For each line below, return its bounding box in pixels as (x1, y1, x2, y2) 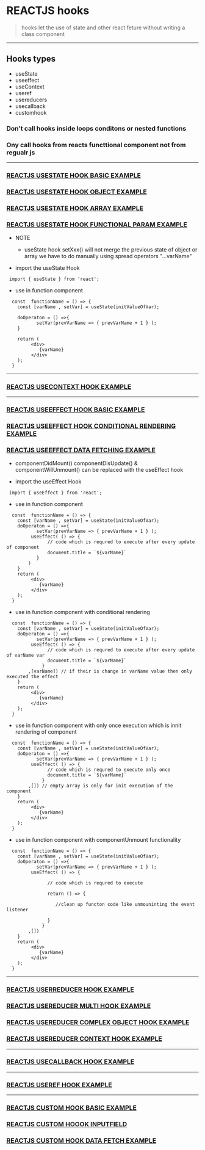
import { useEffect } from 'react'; (9, 490, 103, 496)
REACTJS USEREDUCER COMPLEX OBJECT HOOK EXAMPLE (6, 1018, 190, 1027)
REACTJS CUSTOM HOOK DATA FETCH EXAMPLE (6, 1136, 157, 1145)
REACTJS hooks (6, 4, 90, 18)
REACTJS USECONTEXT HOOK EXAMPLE (6, 382, 132, 391)
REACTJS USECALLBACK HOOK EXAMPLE (6, 1057, 135, 1066)
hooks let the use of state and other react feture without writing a (21, 24, 185, 31)
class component (21, 30, 65, 37)
